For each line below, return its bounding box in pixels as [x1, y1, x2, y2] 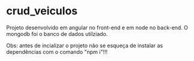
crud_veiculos [6, 4, 78, 18]
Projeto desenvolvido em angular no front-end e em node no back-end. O [6, 24, 188, 31]
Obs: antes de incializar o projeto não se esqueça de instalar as [6, 42, 163, 49]
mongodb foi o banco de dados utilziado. [6, 30, 108, 37]
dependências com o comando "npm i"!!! [6, 48, 108, 55]
